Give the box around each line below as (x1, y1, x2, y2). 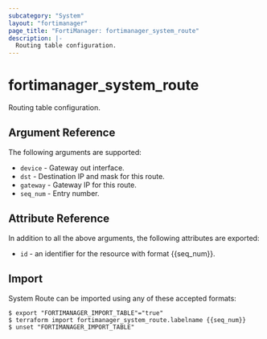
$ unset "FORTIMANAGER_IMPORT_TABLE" (8, 323, 135, 331)
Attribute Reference (8, 212, 110, 226)
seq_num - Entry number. (19, 188, 100, 198)
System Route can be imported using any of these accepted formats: (8, 293, 237, 303)
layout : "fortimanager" (8, 19, 88, 27)
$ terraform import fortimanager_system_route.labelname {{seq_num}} (8, 316, 247, 324)
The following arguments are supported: (8, 147, 142, 157)
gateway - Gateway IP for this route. (19, 180, 137, 190)
